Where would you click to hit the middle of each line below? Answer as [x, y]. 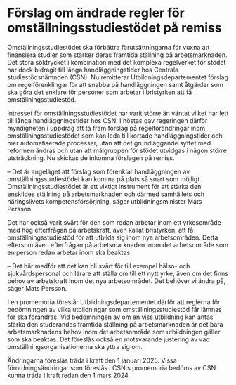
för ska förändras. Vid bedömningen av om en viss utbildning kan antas [110, 317]
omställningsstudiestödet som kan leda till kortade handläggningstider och [115, 136]
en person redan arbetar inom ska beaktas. [70, 252]
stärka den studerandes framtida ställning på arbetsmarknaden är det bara [115, 324]
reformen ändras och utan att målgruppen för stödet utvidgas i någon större [117, 150]
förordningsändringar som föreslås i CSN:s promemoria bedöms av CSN [112, 367]
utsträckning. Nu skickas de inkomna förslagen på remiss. [91, 158]
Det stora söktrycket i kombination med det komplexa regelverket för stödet [117, 62]
